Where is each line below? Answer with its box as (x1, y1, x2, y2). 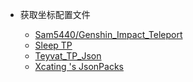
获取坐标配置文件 (19, 9, 91, 20)
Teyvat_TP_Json (34, 50, 102, 62)
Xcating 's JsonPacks (34, 61, 124, 72)
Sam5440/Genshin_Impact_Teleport (34, 29, 183, 40)
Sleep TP (34, 39, 73, 51)
